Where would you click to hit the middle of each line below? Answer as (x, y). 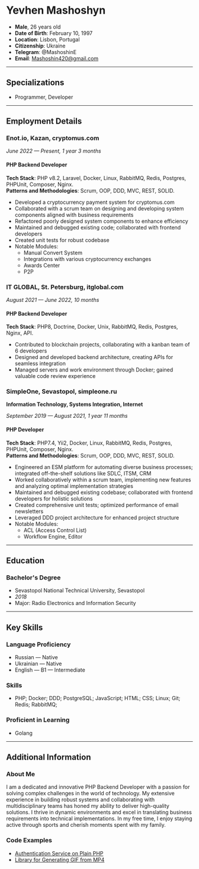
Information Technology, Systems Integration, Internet (75, 404)
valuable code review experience (55, 376)
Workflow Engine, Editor (53, 536)
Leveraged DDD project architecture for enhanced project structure (97, 517)
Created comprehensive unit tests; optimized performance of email (97, 505)
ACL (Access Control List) (55, 530)
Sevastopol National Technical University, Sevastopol (80, 591)
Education (25, 561)
